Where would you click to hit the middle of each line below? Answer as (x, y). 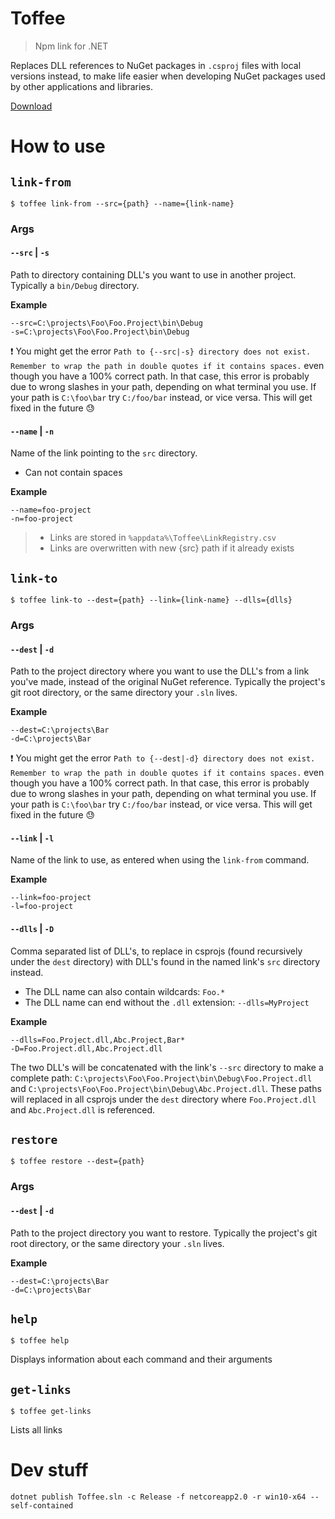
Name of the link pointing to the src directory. (104, 453)
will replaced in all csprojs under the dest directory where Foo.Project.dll (163, 1099)
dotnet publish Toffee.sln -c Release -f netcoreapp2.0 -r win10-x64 (158, 1497)
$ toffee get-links (51, 1412)
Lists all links (36, 1430)
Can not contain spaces (73, 473)
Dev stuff (49, 1470)
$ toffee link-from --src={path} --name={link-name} (122, 203)
